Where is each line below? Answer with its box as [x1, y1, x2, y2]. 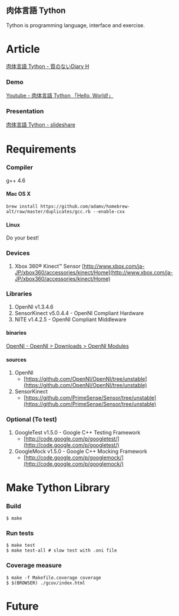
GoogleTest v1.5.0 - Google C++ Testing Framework [14, 429, 141, 436]
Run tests [6, 529, 34, 537]
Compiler [6, 163, 34, 171]
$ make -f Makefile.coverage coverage [6, 575, 101, 581]
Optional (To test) [6, 416, 57, 424]
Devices [6, 249, 31, 257]
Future [6, 599, 39, 613]
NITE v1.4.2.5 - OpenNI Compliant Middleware [14, 316, 127, 323]
